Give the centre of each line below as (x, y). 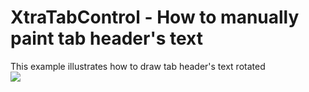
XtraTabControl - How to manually (155, 17)
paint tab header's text (106, 38)
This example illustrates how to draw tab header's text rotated (138, 66)
